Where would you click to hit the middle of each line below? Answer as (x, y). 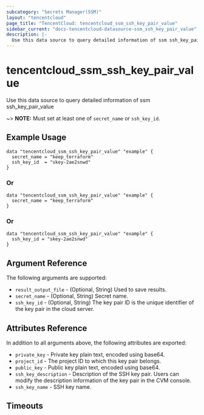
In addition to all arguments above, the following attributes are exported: (97, 343)
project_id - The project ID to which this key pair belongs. (88, 361)
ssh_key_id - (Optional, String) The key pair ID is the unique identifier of (104, 302)
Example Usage (36, 138)
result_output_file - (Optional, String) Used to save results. (91, 290)
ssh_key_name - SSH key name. (53, 386)
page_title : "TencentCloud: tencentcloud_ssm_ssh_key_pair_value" (92, 23)
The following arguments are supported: (57, 278)
